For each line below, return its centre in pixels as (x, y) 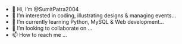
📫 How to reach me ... (39, 35)
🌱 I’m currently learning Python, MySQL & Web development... (88, 22)
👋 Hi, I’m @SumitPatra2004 (45, 9)
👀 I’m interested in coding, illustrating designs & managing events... (94, 15)
